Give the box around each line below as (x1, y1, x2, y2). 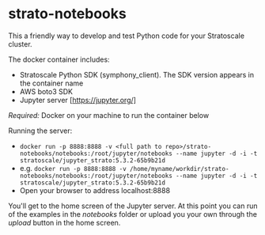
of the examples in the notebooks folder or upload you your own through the (8, 209, 257, 218)
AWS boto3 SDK (19, 86, 74, 96)
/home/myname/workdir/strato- (129, 165, 229, 172)
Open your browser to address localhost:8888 (19, 185, 171, 195)
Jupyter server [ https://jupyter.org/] (19, 95, 137, 104)
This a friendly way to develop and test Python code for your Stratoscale (8, 31, 245, 40)
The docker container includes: (8, 55, 110, 64)
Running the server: (8, 126, 73, 135)
